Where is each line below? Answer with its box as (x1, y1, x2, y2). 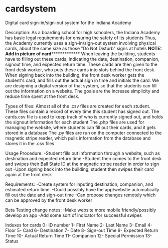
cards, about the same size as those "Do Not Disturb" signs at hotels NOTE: (5, 45, 162, 51)
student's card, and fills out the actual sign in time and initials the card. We (5, 77, 159, 83)
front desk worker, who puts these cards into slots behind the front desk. (5, 66, 156, 73)
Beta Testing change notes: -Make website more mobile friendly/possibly (5, 207, 156, 213)
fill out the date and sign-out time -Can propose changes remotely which (5, 192, 156, 198)
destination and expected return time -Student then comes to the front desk (5, 155, 162, 161)
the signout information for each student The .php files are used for (5, 119, 144, 125)
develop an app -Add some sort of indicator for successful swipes (5, 212, 142, 218)
